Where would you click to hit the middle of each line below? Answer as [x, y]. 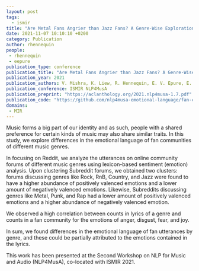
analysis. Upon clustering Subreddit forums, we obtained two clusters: [92, 171]
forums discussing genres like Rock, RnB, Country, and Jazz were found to [97, 177]
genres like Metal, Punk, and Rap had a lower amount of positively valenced [99, 196]
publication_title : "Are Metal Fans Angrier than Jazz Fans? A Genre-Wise [100, 72]
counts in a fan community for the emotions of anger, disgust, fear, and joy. [98, 220]
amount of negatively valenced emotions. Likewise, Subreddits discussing [96, 190]
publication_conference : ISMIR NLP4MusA [57, 89]
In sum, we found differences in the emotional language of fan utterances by [99, 231]
